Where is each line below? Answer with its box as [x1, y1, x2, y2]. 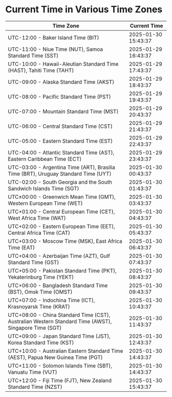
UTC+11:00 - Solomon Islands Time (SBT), [8, 362, 113, 369]
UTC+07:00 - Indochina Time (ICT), [8, 296, 95, 304]
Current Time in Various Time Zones [5, 4, 163, 15]
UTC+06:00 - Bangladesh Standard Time [8, 281, 108, 289]
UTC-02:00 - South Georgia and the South [8, 178, 113, 185]
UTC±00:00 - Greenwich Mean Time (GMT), [8, 193, 116, 200]
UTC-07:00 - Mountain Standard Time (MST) [8, 108, 119, 115]
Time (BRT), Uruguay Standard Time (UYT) [8, 170, 112, 177]
